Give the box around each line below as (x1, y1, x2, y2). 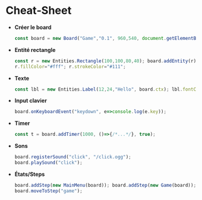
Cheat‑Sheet (5, 4, 72, 18)
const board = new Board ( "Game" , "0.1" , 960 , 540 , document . (14, 35, 167, 41)
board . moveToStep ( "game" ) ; (14, 188, 83, 194)
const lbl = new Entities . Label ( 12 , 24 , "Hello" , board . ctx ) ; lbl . (14, 86, 183, 92)
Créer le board (14, 24, 52, 31)
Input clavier (14, 97, 47, 105)
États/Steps (14, 170, 45, 178)
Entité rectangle (14, 46, 56, 53)
